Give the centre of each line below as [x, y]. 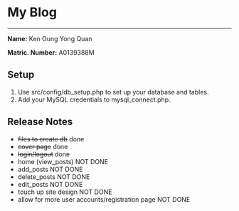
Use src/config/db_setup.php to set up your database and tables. [113, 92]
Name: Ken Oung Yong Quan [50, 38]
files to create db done [51, 139]
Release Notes [40, 122]
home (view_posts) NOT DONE [63, 161]
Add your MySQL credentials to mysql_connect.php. [94, 99]
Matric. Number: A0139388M [51, 52]
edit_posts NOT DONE [50, 184]
